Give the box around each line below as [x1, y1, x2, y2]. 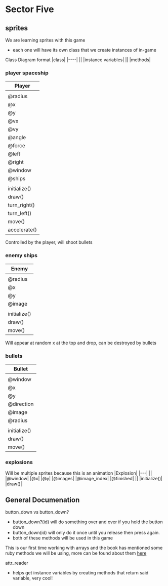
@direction [8, 400, 34, 407]
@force [8, 142, 25, 149]
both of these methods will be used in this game [12, 535, 113, 541]
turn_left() [8, 210, 32, 217]
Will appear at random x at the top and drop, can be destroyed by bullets [5, 340, 157, 346]
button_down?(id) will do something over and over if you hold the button [12, 519, 163, 525]
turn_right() [8, 201, 35, 208]
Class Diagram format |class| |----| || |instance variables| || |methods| [5, 57, 151, 63]
